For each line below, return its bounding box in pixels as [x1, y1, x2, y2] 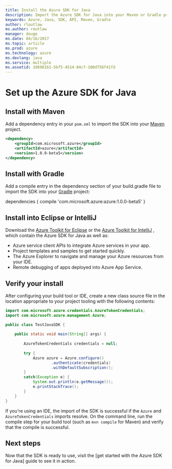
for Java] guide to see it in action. [5, 458, 76, 464]
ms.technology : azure [5, 50, 52, 55]
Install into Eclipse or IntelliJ [5, 213, 97, 222]
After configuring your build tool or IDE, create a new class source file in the [5, 292, 165, 299]
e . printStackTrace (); [32, 384, 79, 389]
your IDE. [12, 259, 32, 265]
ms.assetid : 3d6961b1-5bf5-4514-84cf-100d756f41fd [5, 65, 116, 70]
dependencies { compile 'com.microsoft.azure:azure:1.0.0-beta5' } [5, 199, 146, 205]
